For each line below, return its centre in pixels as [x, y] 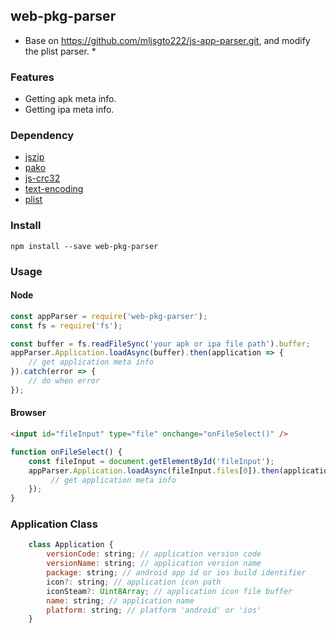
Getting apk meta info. [70, 99]
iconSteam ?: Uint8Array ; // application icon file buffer [169, 591]
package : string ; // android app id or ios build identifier [176, 573]
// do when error [64, 381]
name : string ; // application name [120, 600]
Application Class [54, 524]
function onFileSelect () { [66, 452]
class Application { [71, 545]
